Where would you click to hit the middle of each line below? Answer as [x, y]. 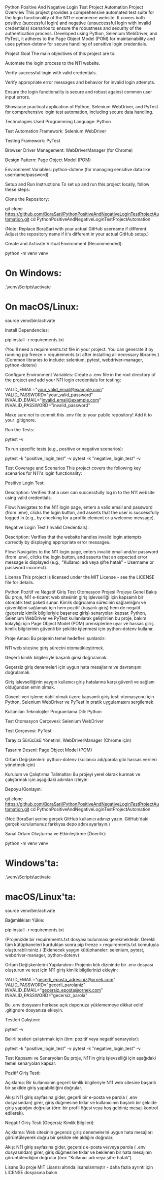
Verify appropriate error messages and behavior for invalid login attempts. [80, 82]
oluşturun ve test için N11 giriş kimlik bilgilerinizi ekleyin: [62, 970]
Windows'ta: [32, 863]
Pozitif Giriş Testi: [23, 1073]
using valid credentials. [29, 498]
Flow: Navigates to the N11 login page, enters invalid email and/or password [82, 551]
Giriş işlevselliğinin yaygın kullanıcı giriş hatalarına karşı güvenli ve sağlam [80, 681]
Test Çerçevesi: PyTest [28, 730]
